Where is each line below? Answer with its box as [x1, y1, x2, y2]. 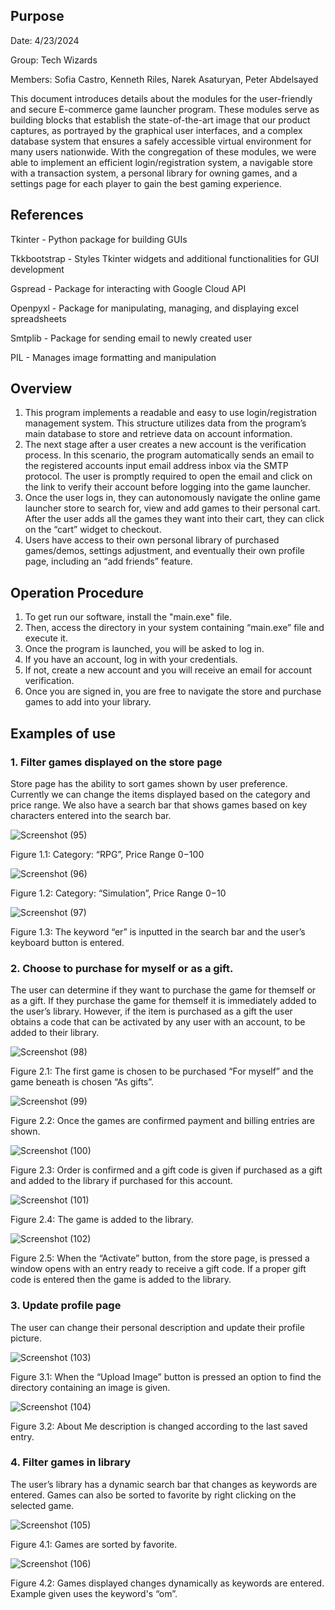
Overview [10, 380, 73, 398]
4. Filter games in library [10, 1455, 132, 1469]
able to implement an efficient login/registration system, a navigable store [10, 156, 313, 168]
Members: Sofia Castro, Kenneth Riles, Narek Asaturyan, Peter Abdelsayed [10, 73, 319, 85]
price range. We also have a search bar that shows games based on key [10, 799, 308, 811]
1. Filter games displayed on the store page [10, 755, 223, 769]
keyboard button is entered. [10, 936, 125, 948]
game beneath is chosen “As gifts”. [10, 1076, 155, 1088]
